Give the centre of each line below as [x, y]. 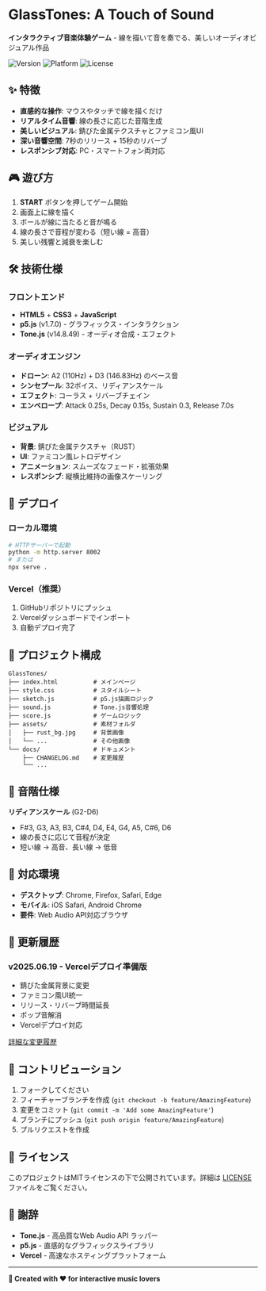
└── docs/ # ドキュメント [72, 750]
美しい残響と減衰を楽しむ [61, 241]
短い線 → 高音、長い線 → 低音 [68, 847]
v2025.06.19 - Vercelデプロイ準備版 [78, 967]
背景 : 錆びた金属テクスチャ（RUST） [80, 446]
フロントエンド [37, 297]
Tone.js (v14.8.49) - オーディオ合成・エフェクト [98, 334]
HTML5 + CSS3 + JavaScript [68, 315]
